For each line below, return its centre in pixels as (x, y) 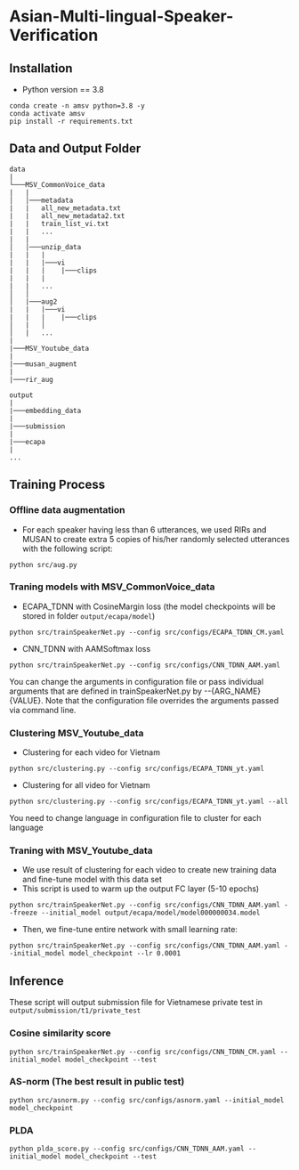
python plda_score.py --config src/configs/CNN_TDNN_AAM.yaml (127, 1149)
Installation (41, 68)
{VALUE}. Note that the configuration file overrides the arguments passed (144, 700)
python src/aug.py (43, 565)
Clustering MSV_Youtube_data (77, 733)
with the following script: (67, 548)
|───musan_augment (43, 364)
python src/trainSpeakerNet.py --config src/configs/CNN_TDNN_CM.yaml (143, 1052)
